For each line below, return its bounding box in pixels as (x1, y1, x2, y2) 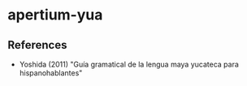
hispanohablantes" (19, 68, 83, 78)
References (7, 38, 67, 52)
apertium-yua (7, 6, 103, 24)
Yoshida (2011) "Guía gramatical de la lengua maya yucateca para (19, 59, 239, 69)
